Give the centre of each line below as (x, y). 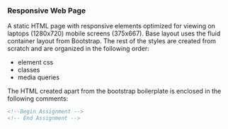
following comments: (38, 99)
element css (35, 62)
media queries (39, 77)
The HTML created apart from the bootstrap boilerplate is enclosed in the (114, 91)
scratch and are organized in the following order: (79, 49)
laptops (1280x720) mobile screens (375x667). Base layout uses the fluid (114, 33)
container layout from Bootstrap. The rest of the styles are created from (112, 41)
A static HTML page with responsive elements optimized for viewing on (112, 26)
